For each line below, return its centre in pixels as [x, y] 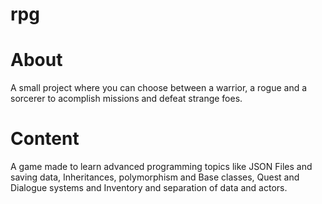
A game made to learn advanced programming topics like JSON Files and [161, 167]
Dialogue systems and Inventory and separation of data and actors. [149, 188]
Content [45, 139]
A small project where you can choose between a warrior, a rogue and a [159, 88]
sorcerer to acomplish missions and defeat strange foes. [126, 99]
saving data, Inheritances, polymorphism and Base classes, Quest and [155, 177]
